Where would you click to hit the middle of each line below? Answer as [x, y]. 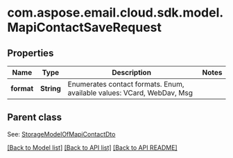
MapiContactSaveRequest [84, 27]
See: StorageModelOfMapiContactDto [61, 134]
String [51, 88]
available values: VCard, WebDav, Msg [130, 93]
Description [131, 72]
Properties [31, 53]
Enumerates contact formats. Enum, [126, 84]
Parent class [35, 117]
